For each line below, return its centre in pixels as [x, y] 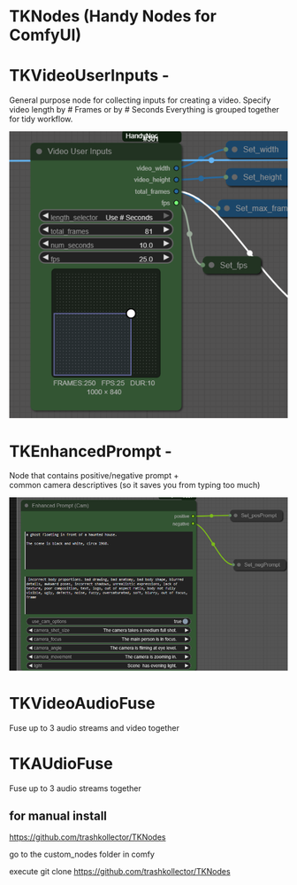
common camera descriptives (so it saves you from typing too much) [135, 485]
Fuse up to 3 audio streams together [75, 788]
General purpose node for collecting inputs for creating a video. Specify [140, 100]
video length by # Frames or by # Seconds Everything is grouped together [145, 110]
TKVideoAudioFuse [82, 703]
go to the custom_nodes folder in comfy [82, 854]
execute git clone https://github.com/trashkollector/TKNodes [120, 872]
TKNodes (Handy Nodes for [113, 16]
